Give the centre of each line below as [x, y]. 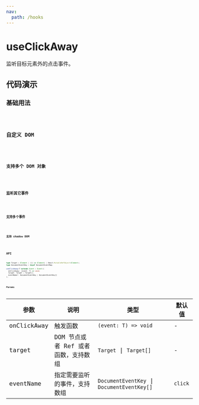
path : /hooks [28, 17]
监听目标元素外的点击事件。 [40, 64]
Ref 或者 [77, 346]
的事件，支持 [72, 384]
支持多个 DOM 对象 [26, 167]
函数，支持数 [72, 355]
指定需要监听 [72, 375]
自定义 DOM [20, 135]
